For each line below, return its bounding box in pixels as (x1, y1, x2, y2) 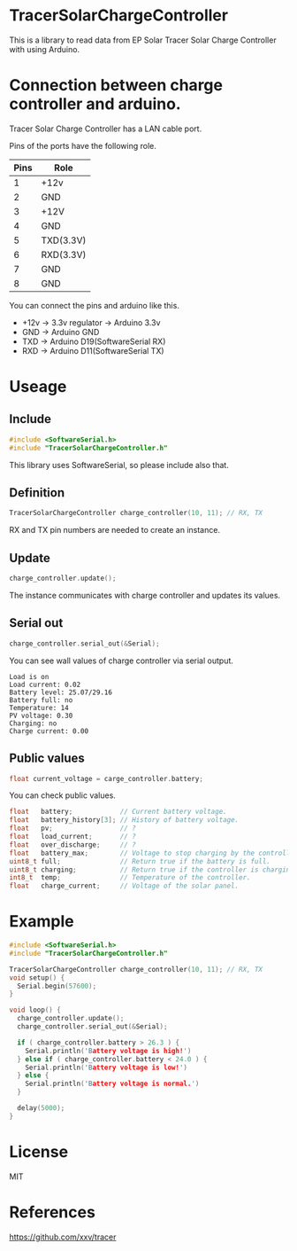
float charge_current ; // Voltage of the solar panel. (9, 881, 240, 891)
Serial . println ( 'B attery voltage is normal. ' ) (25, 1079, 200, 1089)
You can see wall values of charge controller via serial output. (9, 655, 234, 666)
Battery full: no (9, 695, 73, 705)
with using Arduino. (9, 43, 80, 54)
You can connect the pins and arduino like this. (9, 300, 179, 310)
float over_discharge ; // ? (9, 840, 137, 849)
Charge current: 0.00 (9, 726, 89, 736)
